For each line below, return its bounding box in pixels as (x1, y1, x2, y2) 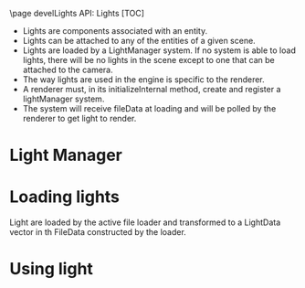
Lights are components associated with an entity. (22, 26, 208, 36)
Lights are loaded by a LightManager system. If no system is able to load (22, 45, 297, 56)
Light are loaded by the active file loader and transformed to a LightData (9, 217, 281, 228)
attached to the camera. (22, 64, 114, 75)
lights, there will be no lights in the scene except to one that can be (22, 55, 276, 65)
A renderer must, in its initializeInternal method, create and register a (22, 84, 281, 94)
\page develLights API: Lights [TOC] (9, 8, 144, 18)
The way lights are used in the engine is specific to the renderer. (22, 74, 265, 85)
